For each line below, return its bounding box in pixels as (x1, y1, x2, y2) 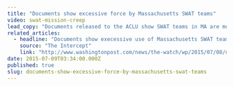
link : (19, 49, 36, 56)
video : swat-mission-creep (7, 17, 86, 24)
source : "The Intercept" (19, 42, 92, 49)
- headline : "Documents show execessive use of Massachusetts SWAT (13, 36, 214, 43)
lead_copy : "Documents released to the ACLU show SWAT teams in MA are (7, 23, 219, 30)
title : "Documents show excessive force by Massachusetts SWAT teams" (7, 10, 217, 17)
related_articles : (7, 29, 61, 37)
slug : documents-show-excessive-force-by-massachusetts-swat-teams (7, 68, 208, 75)
